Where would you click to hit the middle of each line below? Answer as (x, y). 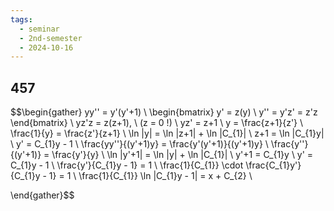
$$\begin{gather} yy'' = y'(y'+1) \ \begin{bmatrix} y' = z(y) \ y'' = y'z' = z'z (164, 112)
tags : (21, 19)
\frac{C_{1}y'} (273, 165)
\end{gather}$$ (42, 195)
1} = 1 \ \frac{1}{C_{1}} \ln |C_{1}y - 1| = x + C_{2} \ (150, 176)
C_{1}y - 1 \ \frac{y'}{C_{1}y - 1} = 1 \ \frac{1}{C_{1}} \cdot (127, 165)
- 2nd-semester (51, 38)
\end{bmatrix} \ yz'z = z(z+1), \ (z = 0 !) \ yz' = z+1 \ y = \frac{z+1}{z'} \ (157, 123)
